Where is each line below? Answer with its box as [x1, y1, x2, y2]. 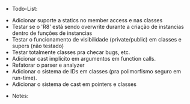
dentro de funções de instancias [11, 29, 93, 37]
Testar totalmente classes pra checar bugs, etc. [11, 49, 130, 56]
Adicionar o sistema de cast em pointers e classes [11, 81, 137, 88]
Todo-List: [11, 5, 38, 12]
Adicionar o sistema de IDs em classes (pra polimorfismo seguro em [11, 68, 182, 75]
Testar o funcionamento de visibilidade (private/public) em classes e [11, 36, 182, 43]
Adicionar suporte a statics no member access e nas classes [11, 17, 163, 23]
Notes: [11, 93, 29, 99]
